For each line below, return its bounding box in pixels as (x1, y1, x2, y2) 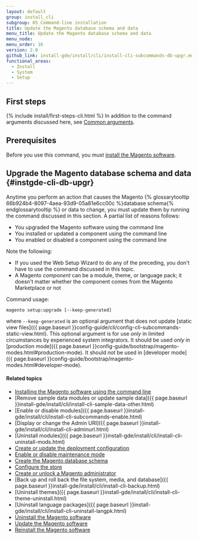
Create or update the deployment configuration (14, 444, 130, 452)
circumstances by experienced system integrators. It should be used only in (6, 336, 190, 343)
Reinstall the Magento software (14, 526, 91, 533)
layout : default (6, 8, 46, 15)
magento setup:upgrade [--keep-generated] (6, 307, 112, 313)
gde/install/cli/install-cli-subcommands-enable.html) (14, 413, 143, 420)
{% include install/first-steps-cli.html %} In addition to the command (6, 112, 172, 119)
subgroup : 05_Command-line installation (6, 20, 107, 25)
